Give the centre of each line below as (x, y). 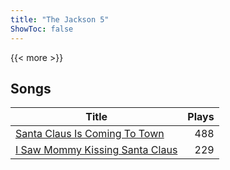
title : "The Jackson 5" (60, 19)
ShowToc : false (42, 29)
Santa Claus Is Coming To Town (90, 134)
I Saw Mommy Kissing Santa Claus (96, 150)
